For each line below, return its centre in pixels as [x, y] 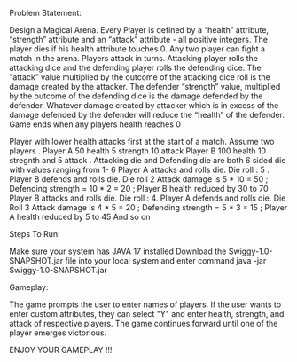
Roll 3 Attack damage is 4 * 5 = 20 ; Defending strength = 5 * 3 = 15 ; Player [148, 207]
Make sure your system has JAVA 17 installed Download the [118, 251]
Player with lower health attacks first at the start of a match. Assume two [142, 142]
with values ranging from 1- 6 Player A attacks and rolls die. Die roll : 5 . [139, 169]
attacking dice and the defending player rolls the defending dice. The [135, 67]
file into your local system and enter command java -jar [166, 260]
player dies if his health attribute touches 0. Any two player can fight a [137, 49]
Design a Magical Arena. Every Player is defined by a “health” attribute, [139, 30]
